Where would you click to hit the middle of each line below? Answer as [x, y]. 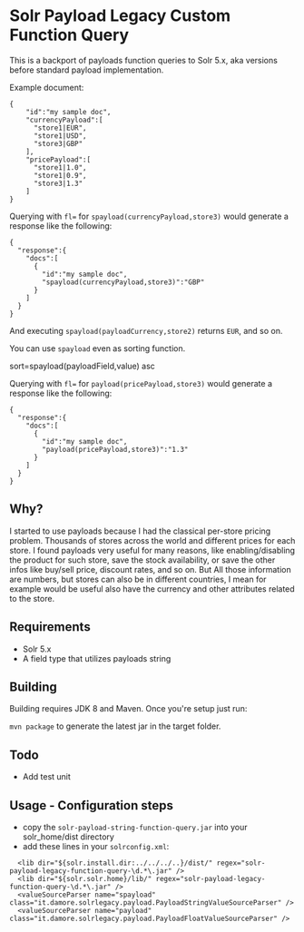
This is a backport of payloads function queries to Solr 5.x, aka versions [144, 60]
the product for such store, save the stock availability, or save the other [142, 560]
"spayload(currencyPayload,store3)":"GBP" [123, 282]
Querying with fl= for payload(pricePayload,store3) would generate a [141, 383]
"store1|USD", [60, 136]
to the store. [32, 598]
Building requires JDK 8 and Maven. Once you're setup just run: [128, 709]
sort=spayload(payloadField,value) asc [83, 366]
